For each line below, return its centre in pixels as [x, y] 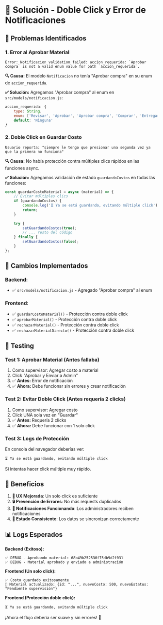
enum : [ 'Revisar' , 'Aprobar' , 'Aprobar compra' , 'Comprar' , [76, 116]
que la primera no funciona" [34, 152]
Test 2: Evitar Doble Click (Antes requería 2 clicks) [65, 399]
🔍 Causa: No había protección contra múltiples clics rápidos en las [72, 161]
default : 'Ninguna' [33, 120]
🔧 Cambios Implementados [47, 266]
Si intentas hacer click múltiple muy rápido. [48, 469]
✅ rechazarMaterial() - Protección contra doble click [65, 325]
